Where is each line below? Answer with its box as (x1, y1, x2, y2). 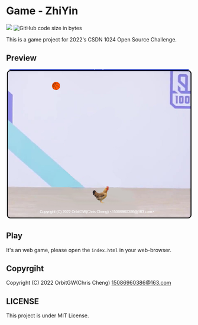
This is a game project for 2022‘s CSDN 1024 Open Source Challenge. (6, 36, 177, 43)
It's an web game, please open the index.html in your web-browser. (6, 246, 171, 253)
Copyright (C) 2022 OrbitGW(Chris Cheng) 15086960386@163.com (6, 279, 171, 287)
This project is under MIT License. (6, 312, 90, 319)
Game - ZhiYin (6, 4, 79, 18)
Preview (6, 53, 37, 63)
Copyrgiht (6, 263, 44, 273)
